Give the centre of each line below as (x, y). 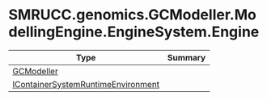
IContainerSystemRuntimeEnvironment (86, 84)
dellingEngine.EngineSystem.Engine (134, 32)
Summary (186, 57)
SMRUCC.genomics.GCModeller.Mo (132, 15)
